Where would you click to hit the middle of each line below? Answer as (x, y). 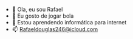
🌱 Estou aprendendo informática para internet (69, 22)
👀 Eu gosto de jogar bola (43, 16)
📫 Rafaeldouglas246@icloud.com (55, 29)
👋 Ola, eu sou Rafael (37, 9)
